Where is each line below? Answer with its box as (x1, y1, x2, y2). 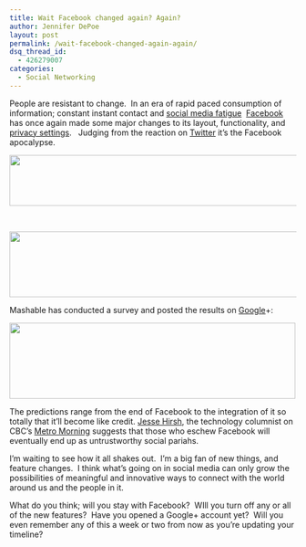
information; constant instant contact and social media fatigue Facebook (9, 107, 284, 119)
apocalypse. (9, 136, 56, 147)
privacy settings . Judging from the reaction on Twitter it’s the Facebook (9, 127, 282, 138)
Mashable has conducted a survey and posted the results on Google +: (9, 304, 274, 315)
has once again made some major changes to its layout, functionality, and (9, 117, 286, 128)
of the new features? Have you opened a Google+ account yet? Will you (9, 509, 284, 521)
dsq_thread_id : (9, 47, 67, 57)
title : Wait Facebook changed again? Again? (9, 13, 181, 23)
